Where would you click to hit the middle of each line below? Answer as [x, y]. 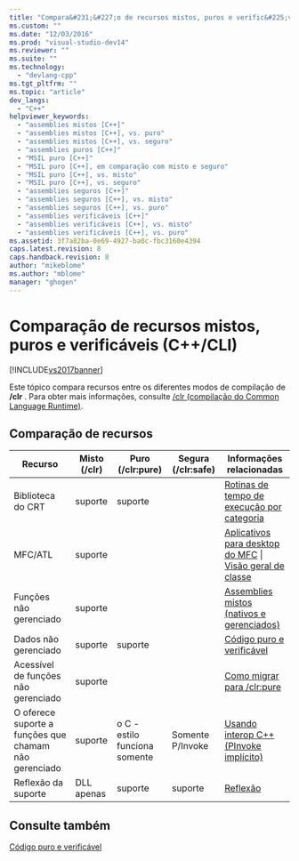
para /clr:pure [253, 688]
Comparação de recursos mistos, [135, 326]
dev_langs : [29, 100]
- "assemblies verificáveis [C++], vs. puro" [103, 232]
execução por [253, 507]
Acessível [34, 665]
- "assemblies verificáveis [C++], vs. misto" [105, 224]
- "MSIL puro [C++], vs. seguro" [79, 183]
